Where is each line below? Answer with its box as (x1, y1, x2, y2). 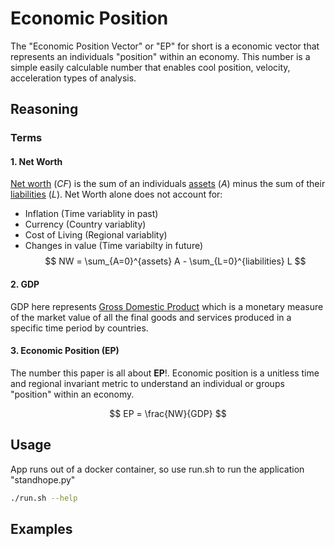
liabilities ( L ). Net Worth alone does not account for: (10, 188, 223, 201)
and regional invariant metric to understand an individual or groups (10, 377, 285, 389)
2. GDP (10, 278, 40, 291)
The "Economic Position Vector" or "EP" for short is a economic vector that (10, 40, 320, 52)
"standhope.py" (10, 473, 76, 486)
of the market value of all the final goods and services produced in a (10, 311, 292, 323)
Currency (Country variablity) (24, 218, 147, 231)
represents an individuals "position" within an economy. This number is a (10, 50, 311, 62)
